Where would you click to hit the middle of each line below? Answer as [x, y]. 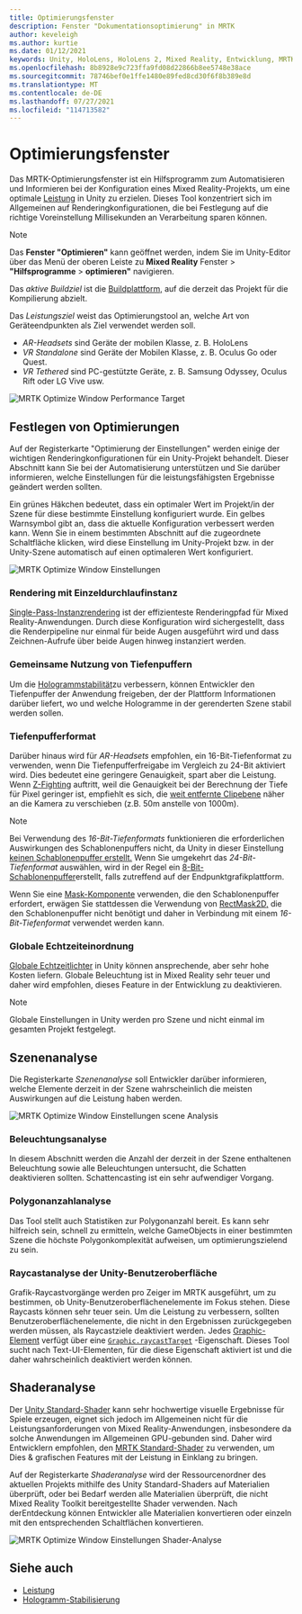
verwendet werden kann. [118, 923]
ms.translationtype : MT [54, 85]
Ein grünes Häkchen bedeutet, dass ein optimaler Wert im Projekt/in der [142, 504]
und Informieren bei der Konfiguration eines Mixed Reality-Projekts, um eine [150, 189]
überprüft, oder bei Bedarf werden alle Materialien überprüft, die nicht [139, 1493]
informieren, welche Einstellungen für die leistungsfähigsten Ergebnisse [142, 477]
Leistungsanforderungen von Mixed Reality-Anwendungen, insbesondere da [151, 1429]
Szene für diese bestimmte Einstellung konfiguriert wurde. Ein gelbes [137, 514]
